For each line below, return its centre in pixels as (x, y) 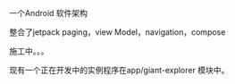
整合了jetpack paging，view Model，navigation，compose (117, 32)
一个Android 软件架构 (48, 13)
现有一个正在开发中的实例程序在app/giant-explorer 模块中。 (119, 70)
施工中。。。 (29, 51)
